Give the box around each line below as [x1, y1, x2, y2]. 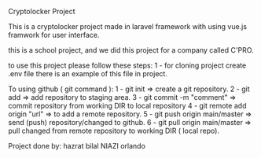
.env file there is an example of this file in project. [8, 69, 167, 78]
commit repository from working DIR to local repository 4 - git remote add [8, 101, 247, 110]
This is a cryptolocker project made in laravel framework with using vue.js [8, 22, 248, 31]
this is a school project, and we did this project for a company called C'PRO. [8, 46, 254, 54]
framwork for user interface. [8, 31, 100, 39]
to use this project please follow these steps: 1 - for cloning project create [8, 61, 247, 70]
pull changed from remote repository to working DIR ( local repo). [8, 126, 220, 135]
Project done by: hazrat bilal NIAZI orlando [8, 141, 145, 150]
